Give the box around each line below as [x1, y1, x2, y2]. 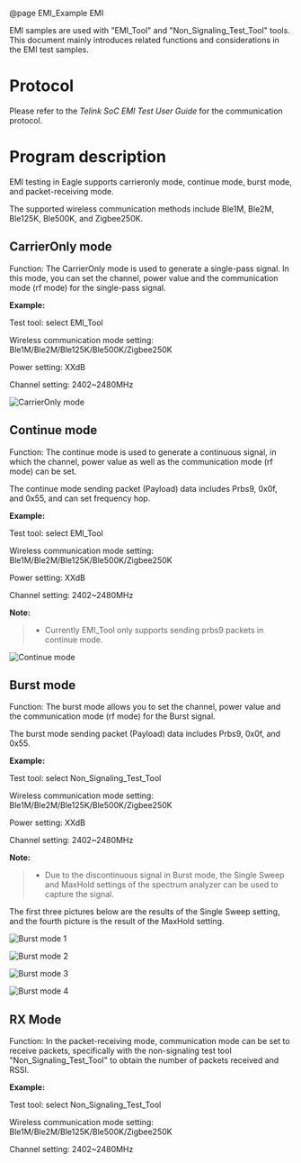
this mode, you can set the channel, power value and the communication [9, 272, 279, 283]
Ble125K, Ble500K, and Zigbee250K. [9, 213, 144, 223]
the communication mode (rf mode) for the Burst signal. [9, 711, 216, 722]
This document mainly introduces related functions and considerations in [9, 35, 280, 45]
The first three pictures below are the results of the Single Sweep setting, [9, 906, 280, 917]
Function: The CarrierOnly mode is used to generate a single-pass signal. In [9, 263, 290, 274]
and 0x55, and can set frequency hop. [9, 493, 151, 504]
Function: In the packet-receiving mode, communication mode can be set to [9, 1036, 290, 1047]
